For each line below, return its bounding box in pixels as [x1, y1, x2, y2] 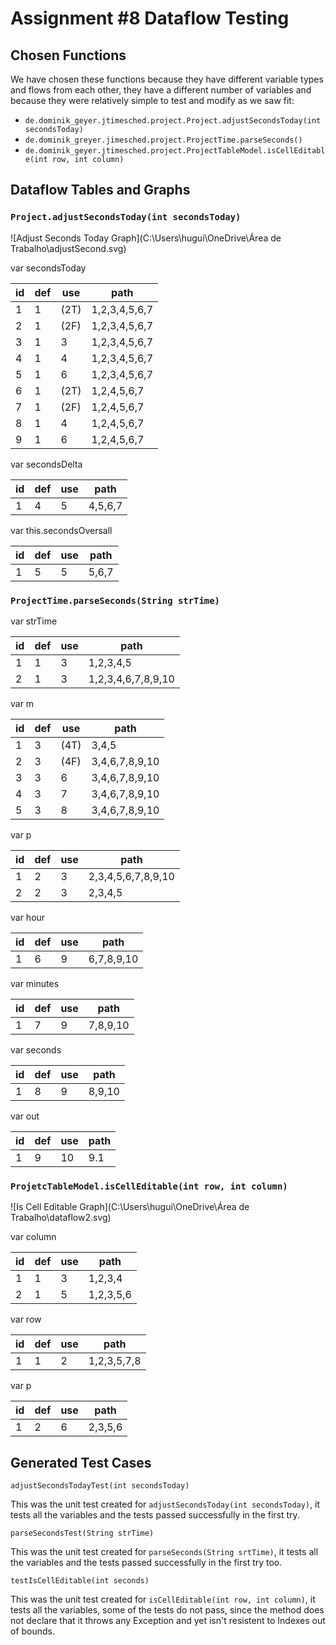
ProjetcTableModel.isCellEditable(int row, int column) [10, 1180, 288, 1192]
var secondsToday [10, 262, 87, 274]
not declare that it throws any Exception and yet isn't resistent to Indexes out [10, 1615, 326, 1627]
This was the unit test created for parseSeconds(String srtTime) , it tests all [10, 1546, 319, 1558]
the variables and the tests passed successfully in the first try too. [10, 1557, 283, 1569]
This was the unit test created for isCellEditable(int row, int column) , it [10, 1593, 316, 1606]
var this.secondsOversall [10, 524, 113, 536]
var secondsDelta [10, 458, 83, 470]
